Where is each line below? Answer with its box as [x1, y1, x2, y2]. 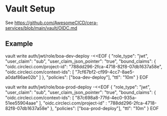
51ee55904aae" [5, 100, 38, 106]
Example [5, 40, 33, 48]
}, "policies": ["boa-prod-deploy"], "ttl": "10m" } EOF [50, 105, 159, 111]
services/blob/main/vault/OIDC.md [5, 25, 77, 31]
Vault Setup [5, 3, 55, 15]
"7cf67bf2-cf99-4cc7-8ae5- [75, 69, 135, 75]
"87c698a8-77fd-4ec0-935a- [75, 94, 137, 100]
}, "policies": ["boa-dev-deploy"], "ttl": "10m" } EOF [42, 74, 148, 80]
